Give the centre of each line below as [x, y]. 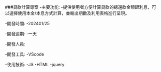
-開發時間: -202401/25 [27, 23]
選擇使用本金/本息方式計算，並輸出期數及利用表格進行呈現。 [69, 13]
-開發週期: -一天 [21, 34]
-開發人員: [15, 44]
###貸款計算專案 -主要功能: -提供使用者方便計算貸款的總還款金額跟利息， [79, 7]
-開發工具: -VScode [25, 54]
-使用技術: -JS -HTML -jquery [35, 65]
